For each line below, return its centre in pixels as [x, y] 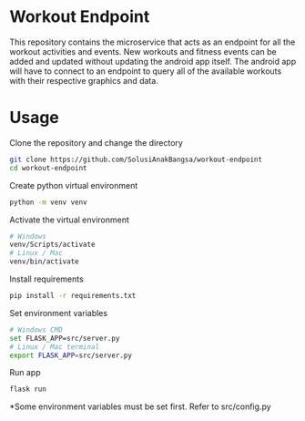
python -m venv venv [49, 202]
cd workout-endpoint [49, 168]
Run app [25, 373]
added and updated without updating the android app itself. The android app [153, 61]
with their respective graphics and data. [84, 80]
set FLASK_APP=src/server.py [65, 338]
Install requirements [46, 279]
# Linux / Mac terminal [55, 347]
